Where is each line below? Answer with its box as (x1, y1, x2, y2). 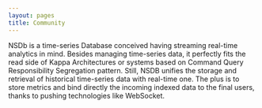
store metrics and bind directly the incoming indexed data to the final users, (8, 82, 255, 91)
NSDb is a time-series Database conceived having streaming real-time (8, 40, 238, 50)
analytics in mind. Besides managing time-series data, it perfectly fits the (8, 49, 246, 58)
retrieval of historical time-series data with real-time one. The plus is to (8, 74, 240, 84)
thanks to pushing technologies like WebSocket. (8, 91, 165, 100)
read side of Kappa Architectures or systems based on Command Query (8, 57, 244, 67)
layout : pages (8, 11, 55, 20)
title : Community (8, 19, 66, 27)
